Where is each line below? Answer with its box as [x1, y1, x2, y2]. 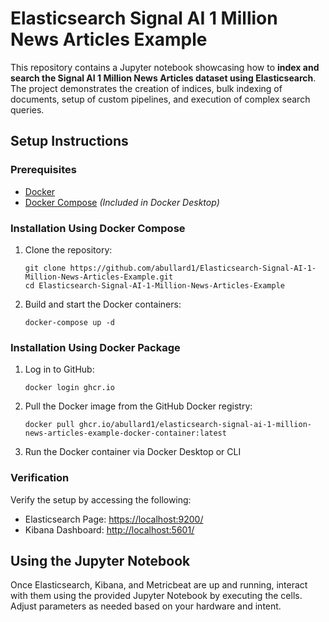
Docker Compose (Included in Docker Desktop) [24, 196, 220, 208]
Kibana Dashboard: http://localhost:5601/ [24, 523, 195, 536]
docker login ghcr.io [24, 383, 115, 393]
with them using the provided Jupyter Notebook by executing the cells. [10, 590, 303, 602]
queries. [10, 103, 45, 116]
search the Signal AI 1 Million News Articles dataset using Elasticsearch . [10, 72, 317, 84]
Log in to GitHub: [24, 363, 95, 376]
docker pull [24, 420, 75, 430]
